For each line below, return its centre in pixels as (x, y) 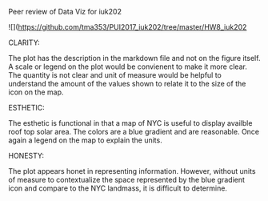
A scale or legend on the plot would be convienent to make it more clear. (128, 66)
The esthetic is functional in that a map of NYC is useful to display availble (130, 123)
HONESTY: (26, 156)
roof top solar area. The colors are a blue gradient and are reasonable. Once (134, 132)
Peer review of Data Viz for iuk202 (65, 12)
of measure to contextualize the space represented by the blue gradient (127, 180)
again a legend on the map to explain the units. (85, 140)
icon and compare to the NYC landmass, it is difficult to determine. (118, 188)
